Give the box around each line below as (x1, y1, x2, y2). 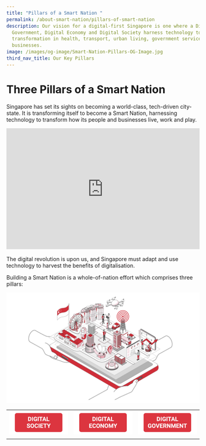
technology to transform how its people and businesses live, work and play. (6, 115, 197, 123)
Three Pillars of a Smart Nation (6, 82, 166, 96)
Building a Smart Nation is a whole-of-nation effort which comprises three (6, 273, 193, 281)
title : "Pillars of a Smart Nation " (6, 10, 103, 16)
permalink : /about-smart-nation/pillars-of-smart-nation (6, 16, 155, 23)
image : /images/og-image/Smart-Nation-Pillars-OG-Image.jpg (6, 49, 164, 55)
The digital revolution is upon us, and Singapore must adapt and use (6, 255, 179, 262)
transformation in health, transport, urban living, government (12, 36, 180, 42)
